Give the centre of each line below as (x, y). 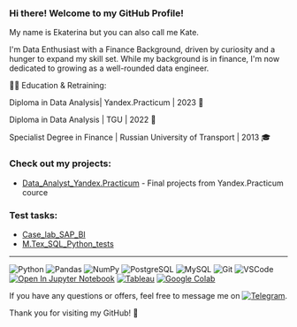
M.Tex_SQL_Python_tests (68, 243)
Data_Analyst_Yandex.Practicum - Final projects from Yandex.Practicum (153, 183)
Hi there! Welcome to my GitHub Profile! (96, 13)
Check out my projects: (61, 163)
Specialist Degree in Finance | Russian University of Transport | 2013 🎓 (140, 137)
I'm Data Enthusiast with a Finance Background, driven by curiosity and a (142, 49)
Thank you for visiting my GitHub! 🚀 (74, 313)
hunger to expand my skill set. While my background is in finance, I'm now (145, 59)
